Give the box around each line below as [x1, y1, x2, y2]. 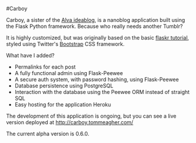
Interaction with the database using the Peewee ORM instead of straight [14, 89, 190, 95]
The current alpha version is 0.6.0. [6, 130, 90, 137]
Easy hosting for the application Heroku [14, 101, 111, 108]
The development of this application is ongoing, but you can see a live [6, 112, 177, 119]
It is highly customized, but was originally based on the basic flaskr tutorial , [6, 34, 190, 41]
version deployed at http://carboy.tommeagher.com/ [6, 119, 134, 126]
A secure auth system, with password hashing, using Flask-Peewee [14, 76, 179, 83]
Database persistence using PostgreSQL [14, 82, 113, 89]
